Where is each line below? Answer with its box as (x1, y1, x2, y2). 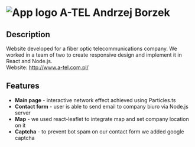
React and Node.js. (6, 58, 53, 64)
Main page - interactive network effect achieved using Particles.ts (14, 96, 176, 103)
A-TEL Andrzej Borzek (60, 6, 170, 19)
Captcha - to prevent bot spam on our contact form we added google (14, 128, 184, 135)
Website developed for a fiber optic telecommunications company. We (6, 45, 177, 52)
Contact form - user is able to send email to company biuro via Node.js (14, 103, 189, 110)
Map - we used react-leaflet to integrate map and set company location (14, 115, 189, 122)
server (14, 109, 31, 116)
